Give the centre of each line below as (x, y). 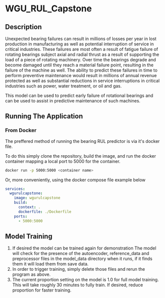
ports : (21, 216)
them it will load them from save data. (50, 264)
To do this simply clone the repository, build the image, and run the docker (81, 156)
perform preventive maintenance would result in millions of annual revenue (81, 75)
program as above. (31, 274)
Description (23, 27)
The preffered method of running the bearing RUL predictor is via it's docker (82, 141)
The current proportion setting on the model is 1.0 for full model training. (85, 280)
